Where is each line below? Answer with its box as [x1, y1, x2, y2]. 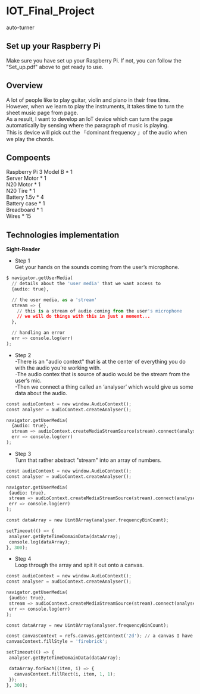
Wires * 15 [6, 212, 32, 220]
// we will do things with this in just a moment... [17, 314, 151, 320]
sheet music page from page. [6, 109, 79, 116]
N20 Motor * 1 [6, 181, 40, 188]
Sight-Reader [6, 246, 40, 253]
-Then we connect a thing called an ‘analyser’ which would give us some [14, 383, 193, 390]
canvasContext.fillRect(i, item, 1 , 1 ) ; [14, 671, 116, 677]
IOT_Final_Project [6, 4, 95, 18]
